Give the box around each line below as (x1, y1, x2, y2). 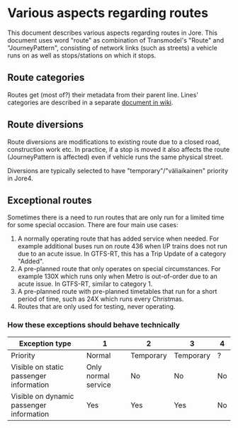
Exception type (18, 339, 72, 349)
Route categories (7, 72, 85, 84)
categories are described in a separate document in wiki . (7, 98, 174, 106)
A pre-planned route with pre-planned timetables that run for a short (17, 287, 217, 296)
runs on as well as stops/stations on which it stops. (7, 51, 157, 60)
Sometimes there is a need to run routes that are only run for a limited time (7, 213, 225, 221)
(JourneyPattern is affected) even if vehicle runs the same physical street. (7, 153, 223, 161)
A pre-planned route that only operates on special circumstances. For (17, 265, 221, 273)
